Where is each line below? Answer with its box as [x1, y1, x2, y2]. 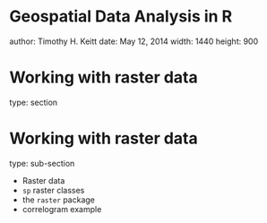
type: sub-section [9, 158, 75, 168]
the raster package [22, 194, 96, 205]
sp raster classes [22, 184, 85, 195]
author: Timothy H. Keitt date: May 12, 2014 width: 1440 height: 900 [9, 36, 259, 47]
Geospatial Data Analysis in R [9, 6, 233, 27]
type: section [9, 97, 58, 107]
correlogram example [22, 203, 102, 214]
